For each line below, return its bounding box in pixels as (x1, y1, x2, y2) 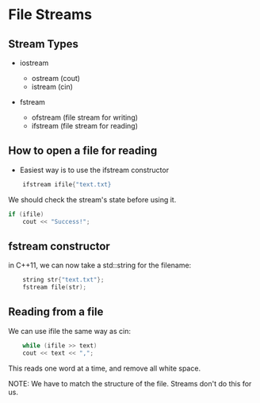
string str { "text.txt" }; (22, 276, 105, 284)
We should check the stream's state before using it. (8, 194, 177, 204)
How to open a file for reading (8, 144, 158, 158)
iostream (19, 58, 49, 67)
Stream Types (8, 37, 79, 51)
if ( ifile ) (8, 210, 44, 218)
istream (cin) (31, 82, 74, 91)
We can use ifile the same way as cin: (8, 326, 131, 336)
